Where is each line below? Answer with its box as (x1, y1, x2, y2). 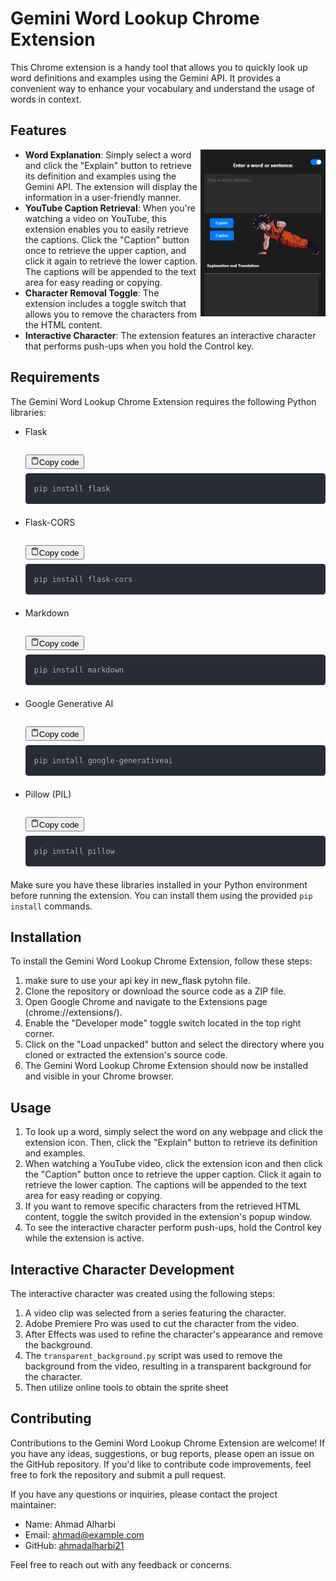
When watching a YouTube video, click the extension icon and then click (24, 1158, 323, 1170)
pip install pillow (33, 846, 115, 856)
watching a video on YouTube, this (24, 212, 167, 224)
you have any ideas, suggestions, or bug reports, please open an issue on (10, 1447, 315, 1459)
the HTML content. (24, 318, 103, 331)
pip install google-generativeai (33, 755, 173, 766)
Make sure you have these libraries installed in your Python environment (10, 878, 308, 891)
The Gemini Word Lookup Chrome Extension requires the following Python (10, 395, 317, 407)
